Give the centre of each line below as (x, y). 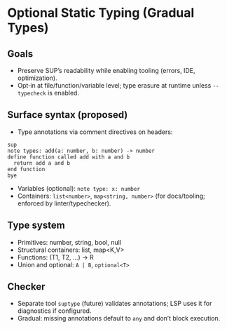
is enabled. (63, 93)
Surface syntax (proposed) (68, 115)
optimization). (37, 78)
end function (26, 169)
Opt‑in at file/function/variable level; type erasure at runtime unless (114, 85)
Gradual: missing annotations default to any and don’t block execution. (119, 318)
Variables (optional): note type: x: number (78, 188)
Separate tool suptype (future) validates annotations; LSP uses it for (115, 304)
